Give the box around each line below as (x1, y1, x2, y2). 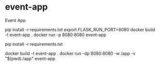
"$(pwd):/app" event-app (5, 55, 56, 61)
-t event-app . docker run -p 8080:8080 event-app (5, 32, 106, 38)
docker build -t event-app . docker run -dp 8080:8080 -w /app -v (5, 50, 136, 56)
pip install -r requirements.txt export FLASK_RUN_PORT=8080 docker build (5, 26, 156, 32)
